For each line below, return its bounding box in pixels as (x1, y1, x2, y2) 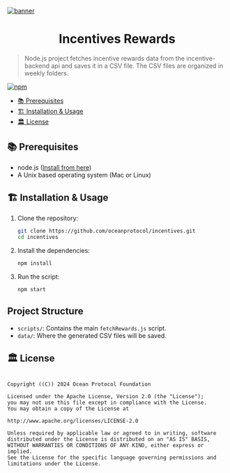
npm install (17, 260, 52, 267)
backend (24, 61, 50, 70)
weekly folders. (24, 68, 69, 77)
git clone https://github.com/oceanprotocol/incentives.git (17, 227, 196, 234)
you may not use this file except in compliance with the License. (7, 399, 208, 406)
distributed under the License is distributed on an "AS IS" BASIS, (7, 435, 210, 443)
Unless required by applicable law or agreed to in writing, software (7, 430, 217, 437)
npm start (17, 286, 47, 293)
